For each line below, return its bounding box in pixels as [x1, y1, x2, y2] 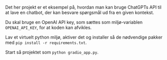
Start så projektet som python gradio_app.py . [5, 49, 99, 55]
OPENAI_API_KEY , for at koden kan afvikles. [5, 24, 92, 30]
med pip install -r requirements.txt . [5, 39, 87, 45]
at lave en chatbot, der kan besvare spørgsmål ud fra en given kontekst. [5, 9, 154, 15]
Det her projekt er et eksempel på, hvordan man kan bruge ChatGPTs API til [5, 4, 162, 10]
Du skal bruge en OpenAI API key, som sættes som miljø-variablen [5, 19, 143, 25]
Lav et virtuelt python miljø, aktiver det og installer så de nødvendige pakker [5, 34, 162, 40]
